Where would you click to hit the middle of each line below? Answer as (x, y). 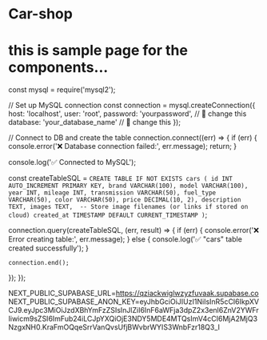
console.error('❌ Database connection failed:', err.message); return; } (123, 146)
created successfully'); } (49, 248)
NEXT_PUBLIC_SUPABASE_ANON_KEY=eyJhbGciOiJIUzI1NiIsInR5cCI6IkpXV (134, 302)
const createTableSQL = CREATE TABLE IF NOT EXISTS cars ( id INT (121, 178)
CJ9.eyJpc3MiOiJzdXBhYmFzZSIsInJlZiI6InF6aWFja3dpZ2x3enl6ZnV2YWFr (133, 310)
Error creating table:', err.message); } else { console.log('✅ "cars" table (125, 239)
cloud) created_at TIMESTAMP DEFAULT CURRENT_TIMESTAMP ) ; (108, 215)
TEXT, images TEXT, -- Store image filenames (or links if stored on (128, 207)
